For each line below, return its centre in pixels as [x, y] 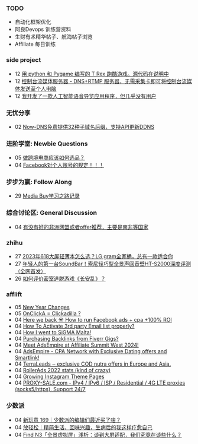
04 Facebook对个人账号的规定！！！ [59, 165]
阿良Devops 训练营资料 [43, 29]
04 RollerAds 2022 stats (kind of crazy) [63, 370]
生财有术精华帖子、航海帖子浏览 [53, 37]
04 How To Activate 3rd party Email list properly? [74, 326]
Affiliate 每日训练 [35, 44]
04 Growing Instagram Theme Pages [59, 377]
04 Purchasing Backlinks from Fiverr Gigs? [67, 339]
